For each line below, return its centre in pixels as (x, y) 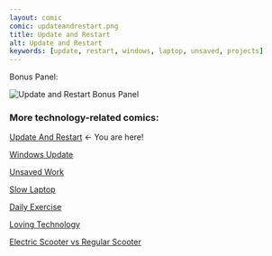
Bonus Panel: (34, 77)
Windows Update (41, 155)
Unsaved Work (37, 172)
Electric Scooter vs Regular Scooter (75, 242)
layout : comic (36, 18)
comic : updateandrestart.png (64, 26)
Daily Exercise (36, 207)
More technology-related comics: (84, 118)
